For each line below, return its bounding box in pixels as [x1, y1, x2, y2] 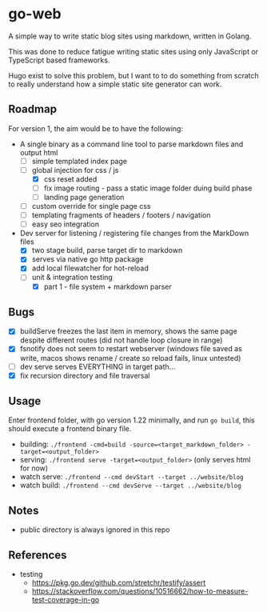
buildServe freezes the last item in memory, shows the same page [19, 326, 237, 336]
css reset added [43, 174, 98, 184]
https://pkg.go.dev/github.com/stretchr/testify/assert [31, 578, 206, 588]
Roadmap [8, 102, 58, 116]
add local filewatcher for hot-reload [31, 263, 149, 273]
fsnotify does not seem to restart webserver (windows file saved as [19, 344, 242, 354]
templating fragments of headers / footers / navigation [31, 210, 211, 220]
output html [19, 147, 58, 157]
